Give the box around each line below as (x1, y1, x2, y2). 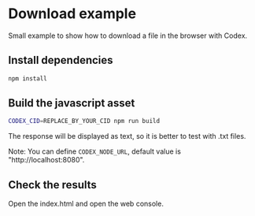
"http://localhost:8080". (8, 155, 85, 165)
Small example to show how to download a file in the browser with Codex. (8, 31, 248, 40)
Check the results (8, 178, 97, 192)
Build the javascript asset (8, 96, 135, 110)
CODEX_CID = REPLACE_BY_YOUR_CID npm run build (8, 117, 160, 125)
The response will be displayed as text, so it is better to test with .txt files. (8, 132, 246, 141)
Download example (8, 5, 136, 23)
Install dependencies (8, 54, 113, 67)
